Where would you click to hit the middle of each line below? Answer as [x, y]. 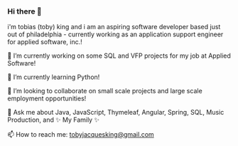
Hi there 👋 [25, 11]
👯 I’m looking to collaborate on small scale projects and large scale [105, 91]
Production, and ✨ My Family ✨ [53, 120]
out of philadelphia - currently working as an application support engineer [115, 34]
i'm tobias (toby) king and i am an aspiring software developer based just [114, 27]
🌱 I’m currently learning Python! [54, 77]
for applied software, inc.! [45, 42]
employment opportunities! [47, 98]
